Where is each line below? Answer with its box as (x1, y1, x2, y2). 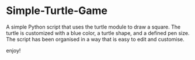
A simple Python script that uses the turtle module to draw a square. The (6, 23, 181, 30)
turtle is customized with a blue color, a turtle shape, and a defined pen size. (6, 29, 190, 36)
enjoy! (6, 47, 21, 54)
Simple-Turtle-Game (6, 4, 108, 17)
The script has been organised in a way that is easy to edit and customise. (6, 36, 185, 43)
